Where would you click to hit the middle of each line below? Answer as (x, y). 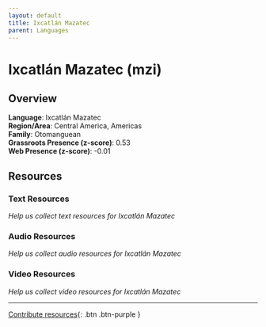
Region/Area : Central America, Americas (75, 126)
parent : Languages (38, 30)
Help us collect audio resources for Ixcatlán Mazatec (95, 253)
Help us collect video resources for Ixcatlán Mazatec (95, 291)
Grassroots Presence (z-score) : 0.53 (69, 143)
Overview (33, 99)
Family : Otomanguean (45, 135)
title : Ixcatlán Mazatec (49, 23)
